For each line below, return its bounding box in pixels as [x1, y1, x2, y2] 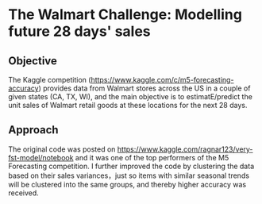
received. [8, 188, 40, 198]
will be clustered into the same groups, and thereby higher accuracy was [8, 179, 247, 189]
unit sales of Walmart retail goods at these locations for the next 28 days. [8, 101, 248, 110]
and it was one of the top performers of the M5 [75, 152, 229, 162]
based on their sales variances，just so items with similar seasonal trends [8, 171, 250, 180]
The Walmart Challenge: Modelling [8, 6, 242, 24]
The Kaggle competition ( [8, 75, 91, 84]
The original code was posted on [8, 144, 116, 154]
